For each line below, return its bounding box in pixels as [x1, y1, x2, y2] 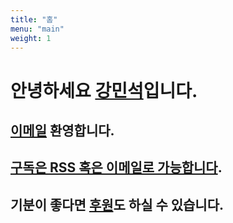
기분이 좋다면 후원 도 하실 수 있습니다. [10, 196, 225, 213]
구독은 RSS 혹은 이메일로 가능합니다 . [10, 159, 223, 176]
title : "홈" [10, 14, 58, 25]
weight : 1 [10, 33, 52, 43]
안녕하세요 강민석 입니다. [10, 79, 198, 102]
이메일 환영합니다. [10, 122, 115, 139]
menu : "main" [10, 24, 65, 34]
